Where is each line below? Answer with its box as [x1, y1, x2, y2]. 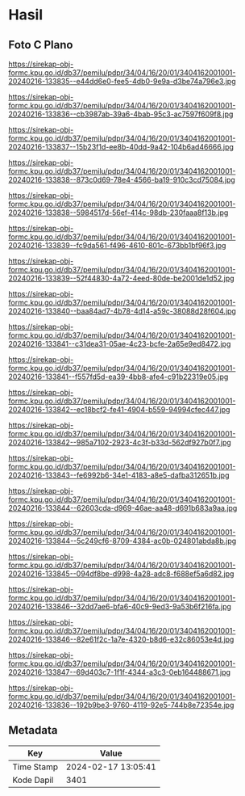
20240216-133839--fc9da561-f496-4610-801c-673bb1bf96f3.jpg [8, 241, 226, 250]
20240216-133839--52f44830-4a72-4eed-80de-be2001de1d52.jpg [8, 273, 235, 283]
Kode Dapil [12, 774, 54, 785]
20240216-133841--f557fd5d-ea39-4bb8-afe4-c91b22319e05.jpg [8, 372, 229, 381]
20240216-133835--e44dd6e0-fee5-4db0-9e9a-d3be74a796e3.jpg [8, 77, 236, 86]
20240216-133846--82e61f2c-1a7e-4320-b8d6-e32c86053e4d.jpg [8, 634, 235, 644]
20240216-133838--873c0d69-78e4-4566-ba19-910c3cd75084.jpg [8, 175, 235, 184]
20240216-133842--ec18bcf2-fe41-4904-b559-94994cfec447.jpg [8, 405, 230, 414]
